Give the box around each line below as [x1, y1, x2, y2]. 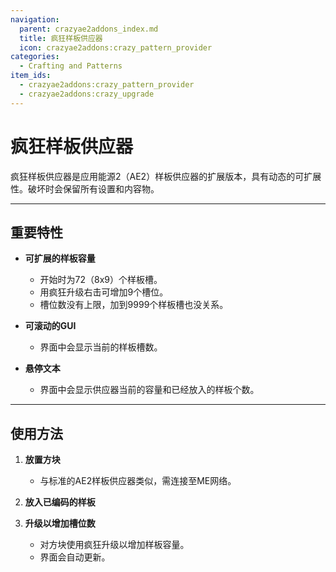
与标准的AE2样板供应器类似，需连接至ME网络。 [39, 475, 237, 487]
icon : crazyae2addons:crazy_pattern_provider [19, 42, 213, 53]
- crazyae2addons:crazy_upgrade [19, 89, 155, 99]
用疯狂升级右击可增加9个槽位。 [39, 286, 169, 298]
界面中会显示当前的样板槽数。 [39, 341, 163, 353]
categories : [10, 52, 60, 62]
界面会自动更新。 [39, 551, 111, 563]
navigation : [10, 14, 60, 25]
